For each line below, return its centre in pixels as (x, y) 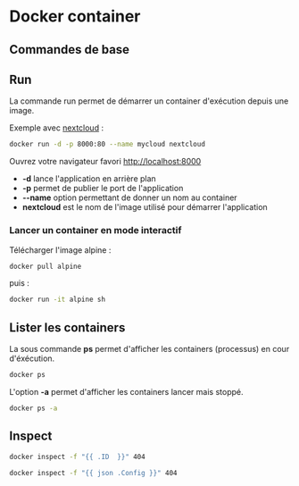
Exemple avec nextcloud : (57, 128)
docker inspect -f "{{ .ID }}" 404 (77, 457)
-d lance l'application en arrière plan (89, 179)
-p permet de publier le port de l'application (103, 189)
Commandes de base (70, 50)
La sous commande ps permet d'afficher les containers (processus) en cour (149, 349)
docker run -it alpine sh (57, 300)
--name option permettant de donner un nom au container (130, 197)
